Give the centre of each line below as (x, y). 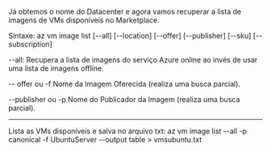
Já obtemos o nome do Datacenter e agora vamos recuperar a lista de (125, 12)
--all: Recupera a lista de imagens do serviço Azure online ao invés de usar (133, 60)
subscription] (30, 44)
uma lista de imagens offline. (56, 68)
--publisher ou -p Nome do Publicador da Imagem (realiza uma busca (124, 99)
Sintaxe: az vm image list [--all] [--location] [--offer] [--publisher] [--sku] (130, 36)
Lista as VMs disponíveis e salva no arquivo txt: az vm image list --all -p (128, 131)
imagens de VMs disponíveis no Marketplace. (84, 20)
